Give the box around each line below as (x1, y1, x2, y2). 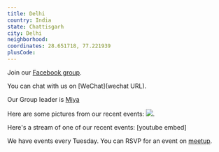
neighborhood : (7, 36, 49, 43)
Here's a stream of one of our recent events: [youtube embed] (7, 123, 187, 131)
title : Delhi (7, 10, 45, 17)
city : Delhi (7, 29, 42, 37)
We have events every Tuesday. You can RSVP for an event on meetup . (7, 137, 213, 145)
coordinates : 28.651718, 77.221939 (7, 43, 111, 50)
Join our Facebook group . (7, 68, 82, 77)
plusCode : (7, 50, 36, 56)
